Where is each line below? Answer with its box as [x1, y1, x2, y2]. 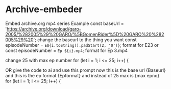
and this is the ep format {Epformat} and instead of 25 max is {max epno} [5, 72, 160, 78]
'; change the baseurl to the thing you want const [33, 37, 137, 43]
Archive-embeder [5, 4, 83, 15]
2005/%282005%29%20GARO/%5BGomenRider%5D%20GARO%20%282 [5, 31, 164, 37]
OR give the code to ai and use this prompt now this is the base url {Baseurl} [5, 67, 166, 73]
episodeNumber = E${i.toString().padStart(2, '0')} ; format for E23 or [5, 42, 159, 48]
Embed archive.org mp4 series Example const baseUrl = [5, 20, 124, 26]
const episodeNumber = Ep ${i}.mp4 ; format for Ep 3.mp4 [5, 47, 128, 53]
